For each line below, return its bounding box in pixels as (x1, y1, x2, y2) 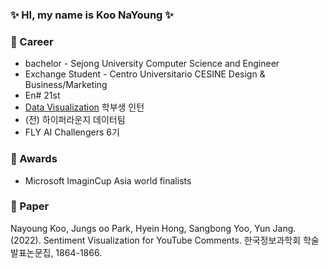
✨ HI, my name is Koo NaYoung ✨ (10, 8, 174, 22)
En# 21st (24, 89, 61, 102)
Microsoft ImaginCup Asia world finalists (24, 174, 192, 187)
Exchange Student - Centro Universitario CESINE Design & (24, 68, 266, 80)
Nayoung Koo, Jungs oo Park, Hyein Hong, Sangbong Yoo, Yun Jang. (10, 222, 297, 234)
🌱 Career (10, 34, 54, 48)
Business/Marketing (24, 79, 108, 91)
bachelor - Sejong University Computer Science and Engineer (24, 58, 280, 70)
